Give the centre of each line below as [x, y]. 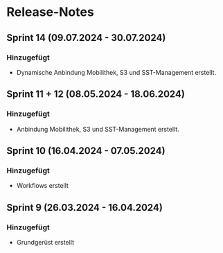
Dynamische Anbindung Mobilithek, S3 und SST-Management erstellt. [116, 72]
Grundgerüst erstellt [45, 242]
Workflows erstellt [42, 186]
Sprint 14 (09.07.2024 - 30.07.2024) [86, 38]
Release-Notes [50, 12]
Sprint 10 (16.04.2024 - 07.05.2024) [86, 151]
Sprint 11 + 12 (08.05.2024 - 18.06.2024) [96, 94]
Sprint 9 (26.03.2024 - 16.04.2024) [85, 208]
